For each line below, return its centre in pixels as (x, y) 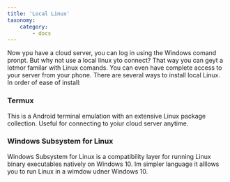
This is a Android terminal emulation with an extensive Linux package (107, 116)
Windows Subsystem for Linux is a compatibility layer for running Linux (109, 156)
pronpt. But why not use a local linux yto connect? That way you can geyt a (115, 61)
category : (34, 26)
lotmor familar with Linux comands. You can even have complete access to (115, 68)
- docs (42, 33)
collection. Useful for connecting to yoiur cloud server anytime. (98, 123)
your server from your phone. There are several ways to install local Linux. (114, 75)
